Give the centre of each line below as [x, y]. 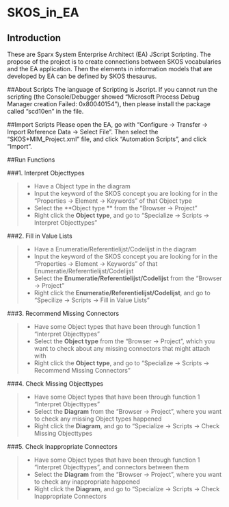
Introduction [34, 38]
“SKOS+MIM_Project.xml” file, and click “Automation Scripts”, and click [107, 139]
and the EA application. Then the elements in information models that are [110, 69]
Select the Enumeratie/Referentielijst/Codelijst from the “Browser [128, 278]
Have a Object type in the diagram [82, 186]
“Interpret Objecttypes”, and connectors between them [111, 467]
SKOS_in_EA [43, 13]
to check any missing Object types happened [98, 419]
